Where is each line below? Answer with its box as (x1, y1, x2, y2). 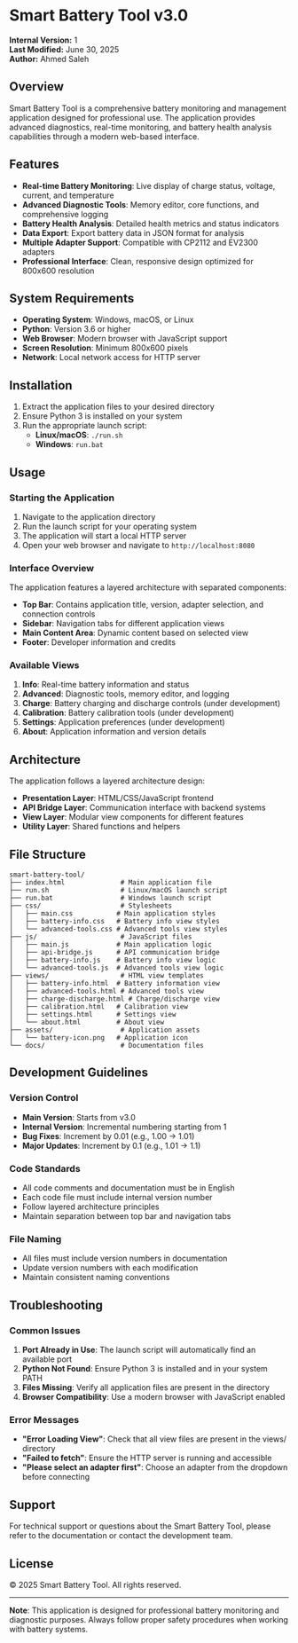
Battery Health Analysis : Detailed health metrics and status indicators (21, 218, 279, 229)
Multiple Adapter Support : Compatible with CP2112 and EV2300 (21, 237, 259, 248)
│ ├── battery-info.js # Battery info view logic (9, 955, 216, 965)
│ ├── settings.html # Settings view (9, 1010, 176, 1019)
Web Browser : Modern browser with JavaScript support (21, 334, 228, 344)
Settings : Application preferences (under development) (21, 717, 225, 727)
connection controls (21, 609, 96, 619)
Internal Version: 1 (9, 35, 78, 45)
